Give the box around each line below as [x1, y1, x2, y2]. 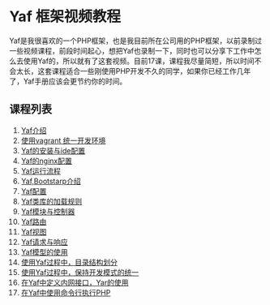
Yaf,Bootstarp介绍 [20, 176, 81, 186]
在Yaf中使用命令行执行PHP [20, 287, 111, 297]
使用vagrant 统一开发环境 [20, 135, 106, 145]
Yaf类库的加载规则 [20, 196, 83, 206]
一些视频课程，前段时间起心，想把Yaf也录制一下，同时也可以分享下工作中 [9, 45, 255, 55]
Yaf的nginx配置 [20, 156, 72, 165]
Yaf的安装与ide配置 [20, 145, 86, 155]
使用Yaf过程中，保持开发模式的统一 [20, 267, 139, 277]
